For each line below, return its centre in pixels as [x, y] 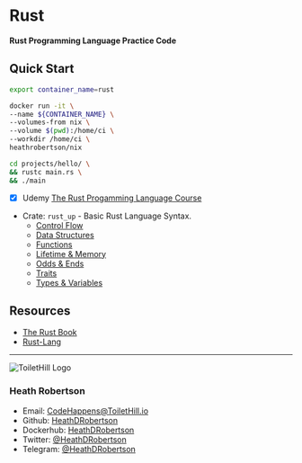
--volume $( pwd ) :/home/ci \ [62, 131]
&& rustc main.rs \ [46, 172]
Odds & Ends [60, 263]
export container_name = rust [62, 89]
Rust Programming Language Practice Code [93, 40]
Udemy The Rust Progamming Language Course [112, 198]
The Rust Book [50, 333]
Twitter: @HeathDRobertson [75, 439]
